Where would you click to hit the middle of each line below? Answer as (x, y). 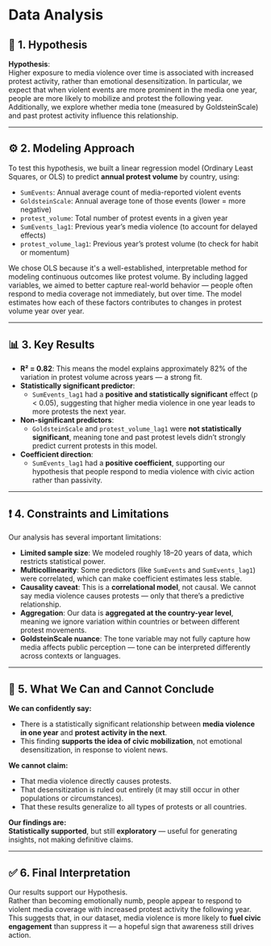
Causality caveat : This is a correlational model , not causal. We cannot (138, 587)
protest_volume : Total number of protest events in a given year (124, 218)
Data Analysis (56, 15)
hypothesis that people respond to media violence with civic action (143, 471)
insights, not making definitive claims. (71, 840)
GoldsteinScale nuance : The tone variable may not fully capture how (135, 639)
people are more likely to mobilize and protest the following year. (116, 98)
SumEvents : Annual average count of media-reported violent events (131, 192)
